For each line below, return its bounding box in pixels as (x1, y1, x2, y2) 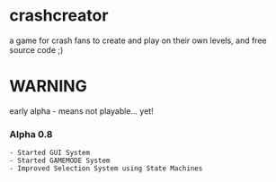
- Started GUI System (9, 149, 91, 158)
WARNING (9, 76, 87, 97)
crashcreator (9, 5, 109, 26)
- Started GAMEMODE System (9, 156, 111, 166)
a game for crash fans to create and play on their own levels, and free (9, 35, 267, 46)
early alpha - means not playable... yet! (9, 105, 155, 117)
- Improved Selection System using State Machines (9, 164, 203, 173)
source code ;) (9, 44, 64, 55)
